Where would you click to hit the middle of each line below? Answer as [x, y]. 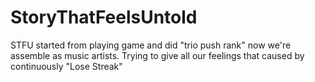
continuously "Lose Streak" [66, 66]
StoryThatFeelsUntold [104, 17]
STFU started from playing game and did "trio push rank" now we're [151, 45]
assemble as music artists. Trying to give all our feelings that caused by [157, 55]
